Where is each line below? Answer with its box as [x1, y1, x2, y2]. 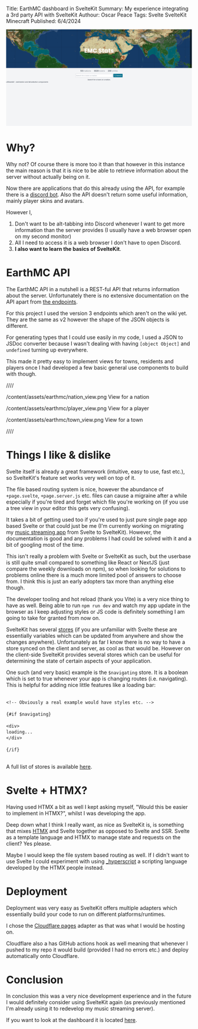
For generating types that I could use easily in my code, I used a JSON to [6, 334, 184, 341]
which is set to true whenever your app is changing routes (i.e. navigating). [6, 675, 188, 682]
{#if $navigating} [6, 711, 51, 717]
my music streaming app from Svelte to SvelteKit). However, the [6, 528, 161, 536]
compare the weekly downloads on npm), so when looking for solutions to [6, 565, 186, 572]
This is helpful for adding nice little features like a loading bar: [6, 681, 156, 688]
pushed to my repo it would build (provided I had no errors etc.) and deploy [6, 946, 189, 953]
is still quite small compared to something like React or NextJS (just [6, 559, 170, 566]
